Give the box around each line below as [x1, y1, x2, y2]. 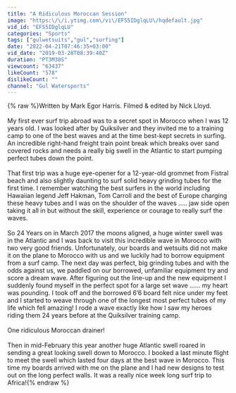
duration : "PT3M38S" [7, 56, 68, 63]
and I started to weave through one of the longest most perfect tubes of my [7, 297, 227, 305]
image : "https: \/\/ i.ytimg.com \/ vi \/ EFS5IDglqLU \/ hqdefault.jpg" [7, 17, 203, 24]
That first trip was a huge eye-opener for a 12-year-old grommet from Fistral [7, 169, 229, 177]
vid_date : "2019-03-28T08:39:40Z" [7, 50, 109, 57]
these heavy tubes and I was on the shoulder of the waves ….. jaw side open [7, 199, 230, 208]
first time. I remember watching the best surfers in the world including [7, 184, 210, 192]
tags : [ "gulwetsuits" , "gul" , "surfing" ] [7, 37, 125, 44]
